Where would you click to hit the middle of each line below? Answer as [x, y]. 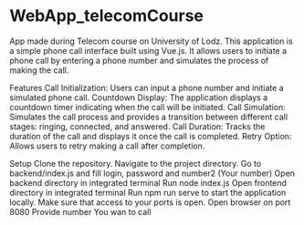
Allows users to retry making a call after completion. [107, 146]
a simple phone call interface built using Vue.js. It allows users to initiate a [148, 50]
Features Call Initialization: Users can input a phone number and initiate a [147, 87]
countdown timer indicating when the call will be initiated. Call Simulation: [147, 107]
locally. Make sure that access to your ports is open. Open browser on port [150, 202]
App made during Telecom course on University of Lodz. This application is [152, 41]
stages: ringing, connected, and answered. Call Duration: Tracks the [137, 126]
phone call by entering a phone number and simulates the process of [139, 60]
